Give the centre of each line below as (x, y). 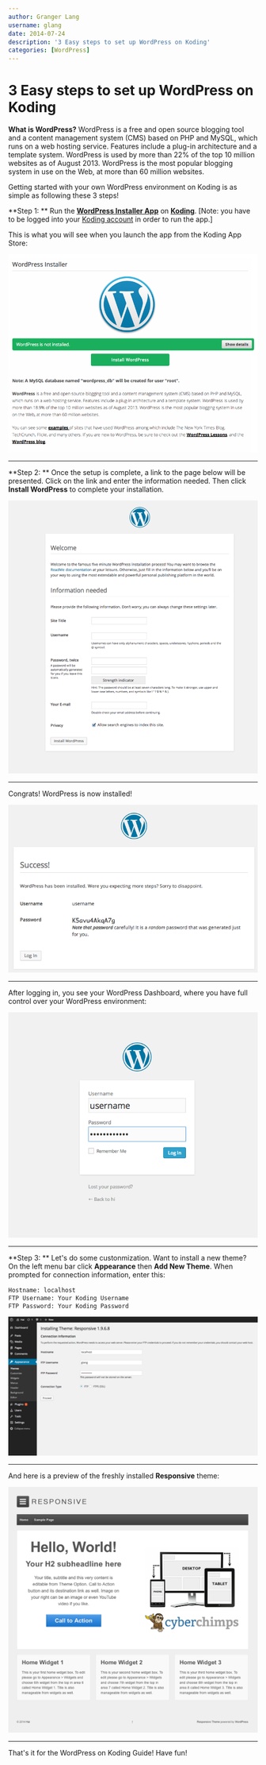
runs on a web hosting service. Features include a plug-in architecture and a (133, 146)
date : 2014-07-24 (37, 33)
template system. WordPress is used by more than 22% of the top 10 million (132, 155)
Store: (18, 243)
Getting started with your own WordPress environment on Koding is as (123, 187)
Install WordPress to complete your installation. (86, 489)
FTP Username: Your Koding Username (68, 1298)
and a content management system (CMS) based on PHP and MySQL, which (133, 138)
